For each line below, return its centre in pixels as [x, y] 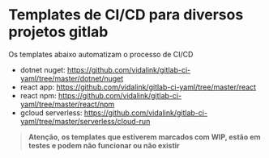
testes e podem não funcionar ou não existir [104, 145]
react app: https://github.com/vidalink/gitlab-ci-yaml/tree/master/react [138, 87]
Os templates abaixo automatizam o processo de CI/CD [101, 54]
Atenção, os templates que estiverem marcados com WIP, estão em [144, 137]
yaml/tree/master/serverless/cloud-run [85, 121]
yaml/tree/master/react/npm [67, 104]
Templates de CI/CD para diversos [126, 15]
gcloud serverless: [51, 112]
